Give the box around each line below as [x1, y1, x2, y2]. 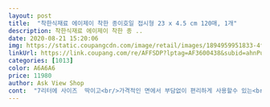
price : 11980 [8, 72, 52, 80]
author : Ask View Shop [8, 79, 84, 87]
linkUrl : [8, 49, 38, 57]
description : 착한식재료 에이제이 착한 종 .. [8, 27, 143, 35]
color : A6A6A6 [8, 64, 56, 72]
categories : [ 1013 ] [8, 57, 74, 65]
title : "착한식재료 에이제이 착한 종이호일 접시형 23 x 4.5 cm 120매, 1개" [8, 19, 238, 27]
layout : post [8, 11, 52, 20]
